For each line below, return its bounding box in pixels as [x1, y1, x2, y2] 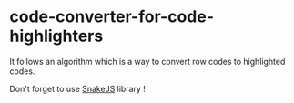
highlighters [9, 26, 104, 46]
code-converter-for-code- [9, 6, 214, 27]
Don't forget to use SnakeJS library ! [9, 83, 146, 94]
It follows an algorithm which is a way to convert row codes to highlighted [9, 56, 286, 67]
